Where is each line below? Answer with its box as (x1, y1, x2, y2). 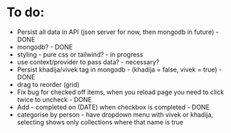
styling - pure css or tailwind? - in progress (16, 50, 144, 59)
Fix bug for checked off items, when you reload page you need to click (16, 88, 225, 96)
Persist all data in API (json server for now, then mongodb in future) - (16, 28, 219, 36)
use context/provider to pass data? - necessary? (16, 57, 160, 66)
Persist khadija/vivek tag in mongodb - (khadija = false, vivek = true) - (16, 65, 222, 74)
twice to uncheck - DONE (16, 95, 92, 103)
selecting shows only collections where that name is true (16, 117, 184, 126)
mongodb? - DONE (16, 42, 73, 51)
